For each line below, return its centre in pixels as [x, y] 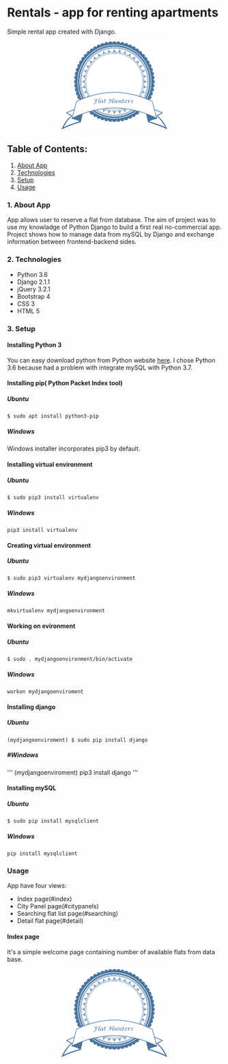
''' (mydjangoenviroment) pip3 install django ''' [73, 772]
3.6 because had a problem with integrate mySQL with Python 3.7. [100, 367]
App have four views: [37, 886]
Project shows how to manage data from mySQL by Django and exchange [111, 234]
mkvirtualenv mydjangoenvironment [56, 611]
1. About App [29, 205]
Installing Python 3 [34, 345]
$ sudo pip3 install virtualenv [53, 497]
